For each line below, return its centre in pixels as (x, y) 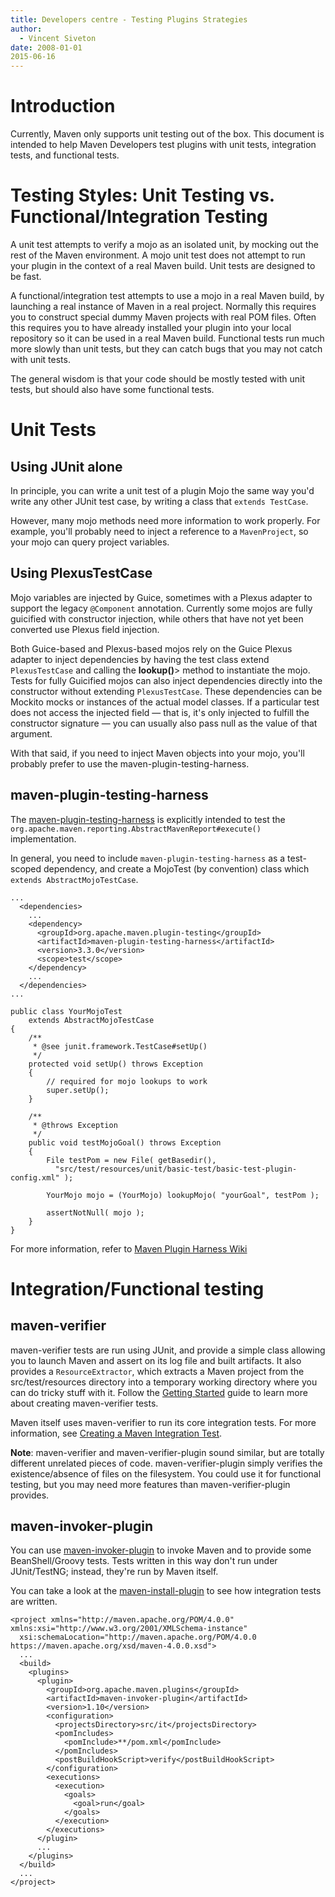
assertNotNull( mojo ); (95, 1212)
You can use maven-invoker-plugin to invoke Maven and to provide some (161, 1550)
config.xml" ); (42, 1177)
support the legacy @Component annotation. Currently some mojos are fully (161, 608)
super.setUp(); (78, 1090)
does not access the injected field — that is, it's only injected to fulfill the (160, 712)
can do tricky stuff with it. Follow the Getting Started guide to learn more (159, 1392)
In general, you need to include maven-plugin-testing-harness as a (148, 858)
